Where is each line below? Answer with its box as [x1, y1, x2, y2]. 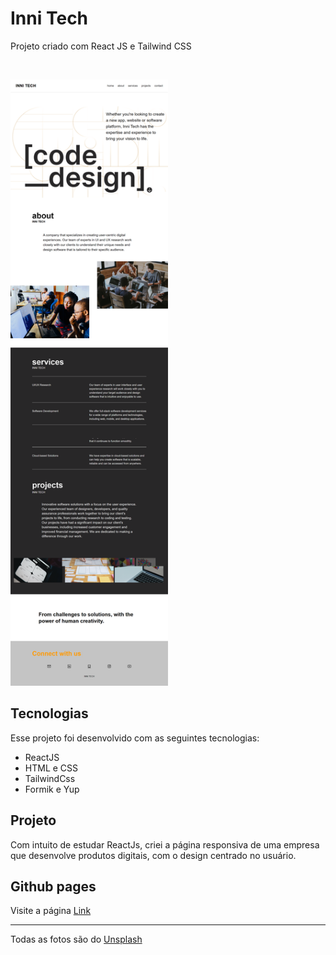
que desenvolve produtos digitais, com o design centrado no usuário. [10, 849, 297, 861]
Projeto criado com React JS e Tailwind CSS [10, 40, 192, 52]
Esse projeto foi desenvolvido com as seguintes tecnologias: [10, 732, 260, 744]
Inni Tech [10, 7, 89, 30]
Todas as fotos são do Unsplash [10, 933, 143, 946]
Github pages [10, 878, 97, 896]
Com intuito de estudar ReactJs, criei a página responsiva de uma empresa [10, 838, 320, 851]
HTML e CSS [24, 762, 79, 774]
